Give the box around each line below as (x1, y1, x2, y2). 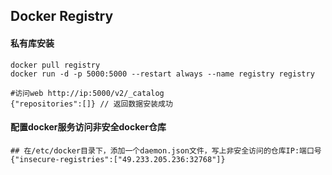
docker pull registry (10, 60, 101, 70)
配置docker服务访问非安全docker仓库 (10, 121, 167, 133)
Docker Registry (10, 8, 114, 25)
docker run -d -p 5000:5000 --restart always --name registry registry (10, 69, 315, 79)
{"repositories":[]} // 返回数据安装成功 (10, 99, 173, 109)
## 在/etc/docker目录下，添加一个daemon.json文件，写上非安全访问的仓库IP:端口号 (10, 145, 322, 156)
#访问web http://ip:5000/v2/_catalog (10, 88, 165, 98)
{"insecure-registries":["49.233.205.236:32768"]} (10, 154, 226, 164)
